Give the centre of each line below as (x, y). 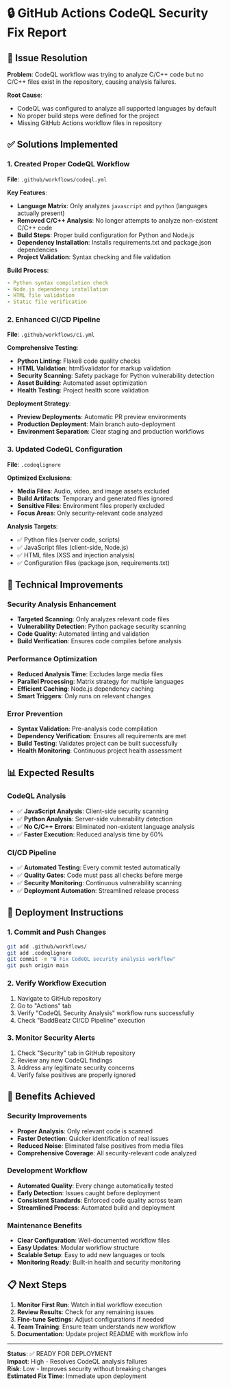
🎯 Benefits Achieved (51, 1097)
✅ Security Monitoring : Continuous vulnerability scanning (99, 883)
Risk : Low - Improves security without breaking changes (87, 1368)
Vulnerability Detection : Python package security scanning (101, 627)
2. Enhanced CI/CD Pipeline (54, 320)
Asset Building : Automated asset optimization (82, 383)
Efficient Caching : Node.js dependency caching (85, 689)
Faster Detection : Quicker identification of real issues (93, 1138)
